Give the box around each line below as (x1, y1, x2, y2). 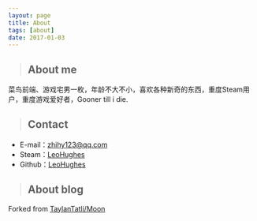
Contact (27, 118, 69, 131)
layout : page (8, 11, 51, 20)
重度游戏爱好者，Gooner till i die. (21, 95, 128, 104)
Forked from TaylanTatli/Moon (8, 204, 106, 213)
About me (27, 62, 77, 76)
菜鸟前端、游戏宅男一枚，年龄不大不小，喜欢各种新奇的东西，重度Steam (8, 84, 243, 95)
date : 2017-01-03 (8, 33, 65, 42)
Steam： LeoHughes (19, 149, 85, 159)
